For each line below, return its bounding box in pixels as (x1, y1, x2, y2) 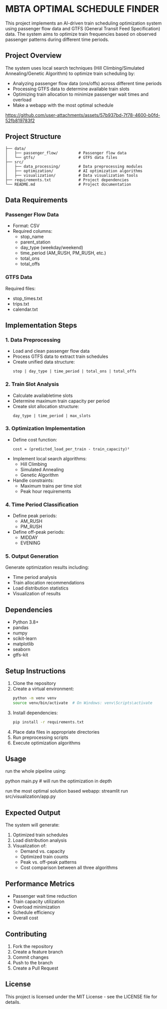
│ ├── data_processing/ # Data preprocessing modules (5, 164, 143, 169)
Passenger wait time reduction (12, 893, 78, 899)
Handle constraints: (12, 477, 54, 483)
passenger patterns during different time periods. (5, 36, 109, 43)
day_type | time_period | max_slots (12, 413, 91, 418)
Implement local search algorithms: (12, 455, 87, 461)
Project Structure (5, 132, 61, 141)
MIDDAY (20, 534, 38, 541)
